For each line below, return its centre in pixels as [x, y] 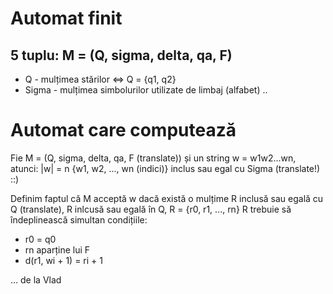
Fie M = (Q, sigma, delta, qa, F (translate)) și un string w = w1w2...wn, [153, 158]
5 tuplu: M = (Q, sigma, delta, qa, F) [121, 55]
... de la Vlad [36, 279]
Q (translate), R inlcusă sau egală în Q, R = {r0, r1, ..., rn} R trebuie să [151, 209]
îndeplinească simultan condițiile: [79, 219]
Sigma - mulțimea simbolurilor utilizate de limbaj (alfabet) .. [146, 90]
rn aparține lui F [57, 249]
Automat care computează [123, 130]
